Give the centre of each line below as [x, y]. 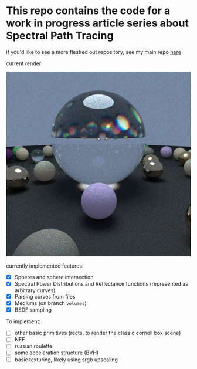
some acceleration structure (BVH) [57, 353]
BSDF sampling [33, 310]
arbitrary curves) [35, 290]
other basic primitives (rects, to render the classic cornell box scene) [98, 333]
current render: [24, 63]
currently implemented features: [45, 266]
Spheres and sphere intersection [54, 277]
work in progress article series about [98, 23]
